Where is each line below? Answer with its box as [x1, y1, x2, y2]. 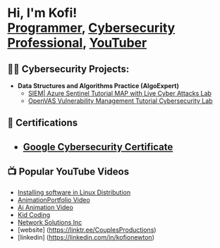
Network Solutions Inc [17, 218, 82, 226]
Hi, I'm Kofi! [7, 5, 78, 21]
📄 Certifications [7, 117, 78, 129]
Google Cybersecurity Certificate [23, 141, 173, 153]
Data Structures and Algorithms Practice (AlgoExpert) [17, 82, 180, 89]
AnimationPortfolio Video [17, 195, 90, 204]
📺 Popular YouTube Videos [7, 166, 129, 178]
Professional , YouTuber [7, 35, 147, 51]
